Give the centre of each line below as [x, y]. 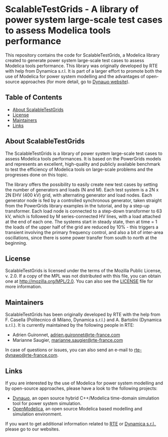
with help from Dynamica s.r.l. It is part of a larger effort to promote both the [83, 71]
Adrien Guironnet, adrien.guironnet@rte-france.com [66, 335]
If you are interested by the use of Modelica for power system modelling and [84, 383]
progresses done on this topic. [37, 174]
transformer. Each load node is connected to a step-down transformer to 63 [83, 211]
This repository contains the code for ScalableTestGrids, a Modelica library [82, 55]
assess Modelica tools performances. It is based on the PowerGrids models [83, 158]
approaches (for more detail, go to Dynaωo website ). [75, 82]
